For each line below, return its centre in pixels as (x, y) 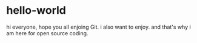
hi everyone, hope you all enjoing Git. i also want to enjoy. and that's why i (98, 27)
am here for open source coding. (47, 33)
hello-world (36, 10)
